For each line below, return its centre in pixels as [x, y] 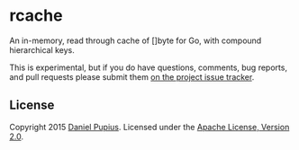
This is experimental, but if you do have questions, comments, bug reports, [149, 67]
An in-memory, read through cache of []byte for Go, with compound [136, 40]
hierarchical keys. [42, 49]
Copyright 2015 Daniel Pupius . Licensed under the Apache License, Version [149, 127]
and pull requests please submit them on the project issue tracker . [132, 76]
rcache [36, 16]
